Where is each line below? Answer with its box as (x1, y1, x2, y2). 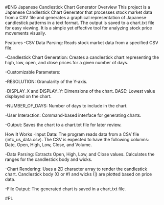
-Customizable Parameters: (5, 69, 61, 75)
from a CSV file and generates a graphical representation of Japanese (5, 15, 147, 20)
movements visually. (5, 30, 47, 36)
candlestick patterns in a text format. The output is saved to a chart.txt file (5, 20, 155, 26)
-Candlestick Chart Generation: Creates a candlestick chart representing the (5, 54, 159, 60)
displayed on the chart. (5, 93, 52, 99)
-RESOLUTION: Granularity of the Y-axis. (5, 78, 88, 84)
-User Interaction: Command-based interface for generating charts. (5, 112, 141, 118)
